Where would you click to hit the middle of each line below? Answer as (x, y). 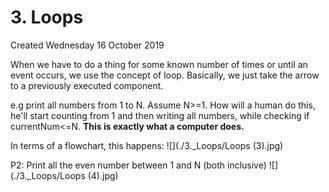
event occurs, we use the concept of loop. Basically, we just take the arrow (165, 75)
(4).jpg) (103, 175)
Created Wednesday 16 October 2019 (87, 45)
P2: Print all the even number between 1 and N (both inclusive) (138, 165)
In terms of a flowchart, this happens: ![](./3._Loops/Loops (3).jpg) (147, 145)
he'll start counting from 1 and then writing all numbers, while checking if (160, 115)
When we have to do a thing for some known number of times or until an (159, 64)
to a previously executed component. (87, 85)
